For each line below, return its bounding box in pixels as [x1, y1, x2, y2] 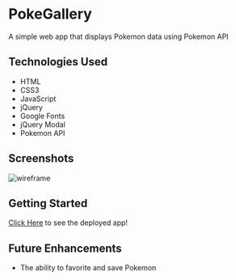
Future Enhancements [8, 241, 123, 255]
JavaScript [19, 94, 57, 104]
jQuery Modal [19, 119, 66, 129]
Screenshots [8, 151, 74, 166]
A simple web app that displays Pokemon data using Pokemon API [8, 32, 229, 41]
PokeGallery [8, 5, 93, 23]
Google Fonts [19, 111, 65, 121]
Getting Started [8, 196, 88, 210]
